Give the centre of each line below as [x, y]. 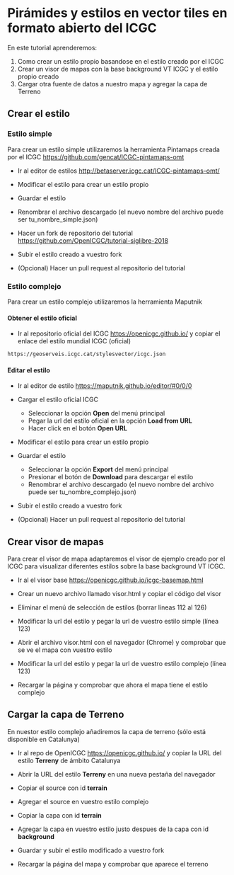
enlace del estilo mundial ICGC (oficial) [74, 341]
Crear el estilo [39, 114]
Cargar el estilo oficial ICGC [58, 400]
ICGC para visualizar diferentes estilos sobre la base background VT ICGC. [116, 566]
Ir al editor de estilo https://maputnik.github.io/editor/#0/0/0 [105, 386]
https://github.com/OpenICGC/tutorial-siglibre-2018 [93, 240]
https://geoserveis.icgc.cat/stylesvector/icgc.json [87, 354]
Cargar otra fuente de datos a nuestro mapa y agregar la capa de [112, 84]
